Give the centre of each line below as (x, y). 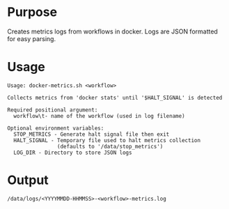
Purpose (32, 12)
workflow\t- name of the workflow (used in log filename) (100, 116)
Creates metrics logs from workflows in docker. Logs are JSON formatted (112, 31)
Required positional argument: (53, 110)
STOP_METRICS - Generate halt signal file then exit (92, 134)
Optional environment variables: (56, 128)
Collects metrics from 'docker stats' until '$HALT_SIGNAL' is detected (115, 98)
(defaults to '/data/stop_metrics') (110, 146)
